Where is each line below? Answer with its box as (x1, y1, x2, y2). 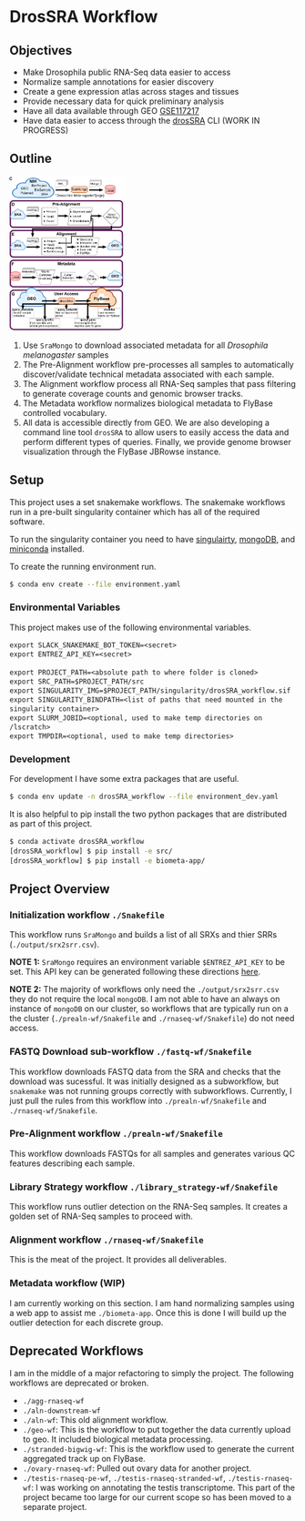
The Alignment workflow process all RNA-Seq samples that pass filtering (22, 378, 296, 389)
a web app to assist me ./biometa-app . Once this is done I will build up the (9, 1307, 287, 1318)
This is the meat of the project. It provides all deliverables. (9, 1254, 228, 1265)
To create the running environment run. (9, 561, 157, 572)
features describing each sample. (9, 1158, 136, 1169)
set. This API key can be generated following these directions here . (9, 967, 261, 978)
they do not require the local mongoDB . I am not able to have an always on (9, 994, 280, 1005)
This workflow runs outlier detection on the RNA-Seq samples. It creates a (9, 1202, 289, 1212)
